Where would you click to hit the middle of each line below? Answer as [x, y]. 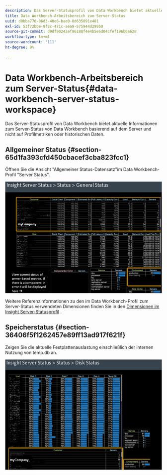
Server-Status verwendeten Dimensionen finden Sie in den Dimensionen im [83, 306]
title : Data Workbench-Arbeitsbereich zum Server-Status [65, 16]
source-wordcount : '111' [31, 42]
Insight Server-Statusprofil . [34, 312]
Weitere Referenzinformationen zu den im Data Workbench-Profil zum [77, 301]
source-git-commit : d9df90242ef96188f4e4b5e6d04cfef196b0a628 [71, 32]
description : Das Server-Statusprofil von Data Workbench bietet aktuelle [84, 10]
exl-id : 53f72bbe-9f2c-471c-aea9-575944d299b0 [54, 26]
